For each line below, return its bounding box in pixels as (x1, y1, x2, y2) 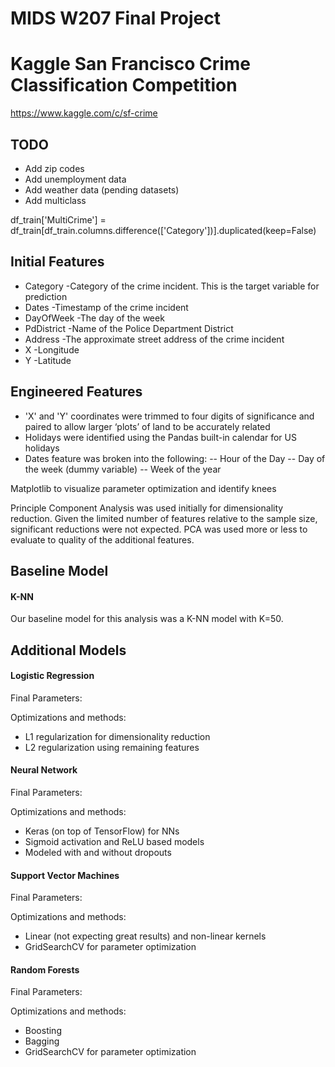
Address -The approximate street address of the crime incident (24, 333, 285, 345)
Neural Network (10, 764, 78, 776)
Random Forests (10, 963, 80, 976)
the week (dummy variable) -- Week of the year (24, 463, 222, 475)
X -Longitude (24, 343, 80, 356)
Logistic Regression (10, 670, 95, 682)
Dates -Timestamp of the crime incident (24, 301, 189, 313)
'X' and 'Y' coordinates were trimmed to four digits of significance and (24, 410, 315, 422)
